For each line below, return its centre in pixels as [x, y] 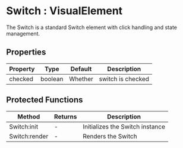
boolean [52, 79]
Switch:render [29, 136]
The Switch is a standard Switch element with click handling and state [91, 27]
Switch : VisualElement [64, 11]
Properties [26, 52]
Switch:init [24, 127]
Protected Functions [45, 100]
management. [23, 33]
